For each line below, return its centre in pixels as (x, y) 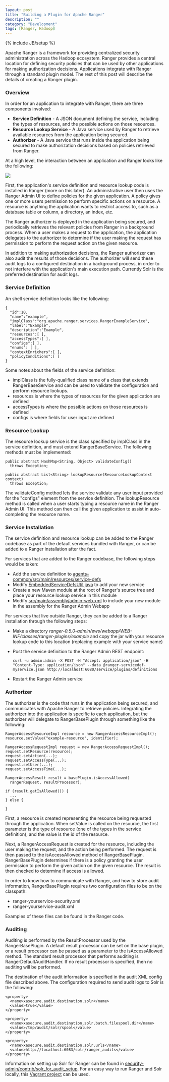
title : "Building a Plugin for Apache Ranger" (55, 15)
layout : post (19, 10)
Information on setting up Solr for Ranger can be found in (65, 1063)
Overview (17, 93)
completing (17, 515)
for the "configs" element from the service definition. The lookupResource (82, 498)
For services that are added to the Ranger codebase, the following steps (80, 559)
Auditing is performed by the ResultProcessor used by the (66, 940)
